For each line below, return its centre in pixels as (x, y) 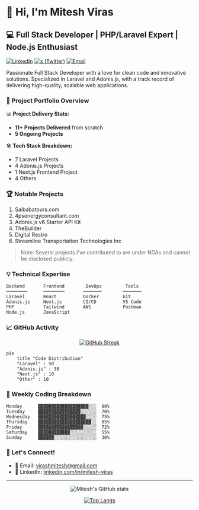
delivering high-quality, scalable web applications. (67, 85)
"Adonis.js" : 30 (38, 369)
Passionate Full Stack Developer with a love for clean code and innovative (96, 73)
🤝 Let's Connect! (31, 452)
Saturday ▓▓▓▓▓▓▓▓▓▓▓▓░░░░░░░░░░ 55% (58, 432)
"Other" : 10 (33, 380)
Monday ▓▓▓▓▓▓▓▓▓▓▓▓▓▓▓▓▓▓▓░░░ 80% (58, 407)
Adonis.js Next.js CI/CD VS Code (74, 302)
